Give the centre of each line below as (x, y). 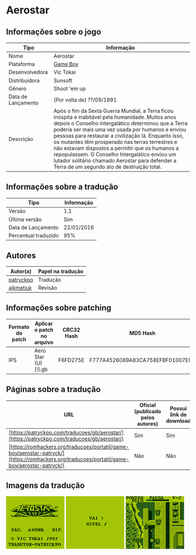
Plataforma (22, 64)
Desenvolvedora (28, 72)
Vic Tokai (64, 72)
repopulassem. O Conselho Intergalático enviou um (115, 154)
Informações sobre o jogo (54, 32)
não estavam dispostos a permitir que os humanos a (116, 148)
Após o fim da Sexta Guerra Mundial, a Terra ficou (113, 111)
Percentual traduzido (34, 236)
